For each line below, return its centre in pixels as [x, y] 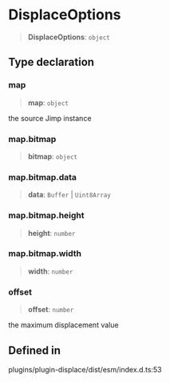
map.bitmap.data [43, 177]
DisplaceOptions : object [69, 37]
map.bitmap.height [47, 216]
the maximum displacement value [63, 325]
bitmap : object [53, 156]
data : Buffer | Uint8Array [69, 195]
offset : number [51, 310]
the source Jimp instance [50, 118]
